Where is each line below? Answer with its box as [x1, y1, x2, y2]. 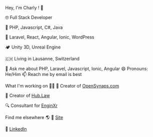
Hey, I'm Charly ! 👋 [5, 5, 43, 10]
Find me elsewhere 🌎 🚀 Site [5, 114, 63, 120]
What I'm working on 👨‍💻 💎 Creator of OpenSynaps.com [5, 83, 119, 88]
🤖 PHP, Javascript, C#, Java [5, 24, 63, 30]
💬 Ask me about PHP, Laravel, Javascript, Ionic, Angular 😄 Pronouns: [5, 65, 148, 71]
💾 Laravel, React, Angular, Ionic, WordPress [5, 34, 94, 40]
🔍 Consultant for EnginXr [5, 102, 58, 108]
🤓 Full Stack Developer [5, 14, 52, 20]
